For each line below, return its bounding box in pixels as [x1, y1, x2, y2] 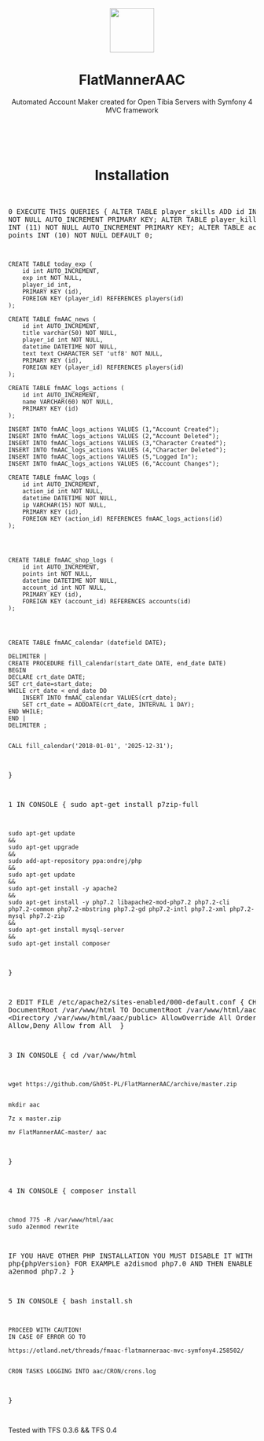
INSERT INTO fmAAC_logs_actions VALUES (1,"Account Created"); [8, 425, 220, 433]
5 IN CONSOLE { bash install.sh [8, 1296, 133, 1305]
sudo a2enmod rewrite [8, 1222, 79, 1230]
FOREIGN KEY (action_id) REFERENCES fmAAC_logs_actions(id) [22, 514, 223, 522]
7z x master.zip [8, 1115, 61, 1122]
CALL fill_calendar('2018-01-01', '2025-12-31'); [8, 742, 174, 750]
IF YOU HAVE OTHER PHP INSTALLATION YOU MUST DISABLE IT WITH [8, 1251, 253, 1260]
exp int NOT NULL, [22, 274, 82, 282]
